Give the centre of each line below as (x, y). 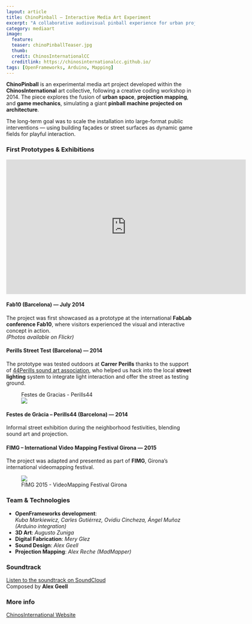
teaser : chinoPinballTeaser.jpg (52, 45)
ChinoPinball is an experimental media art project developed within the (94, 84)
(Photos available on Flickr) (40, 337)
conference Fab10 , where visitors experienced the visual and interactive (95, 324)
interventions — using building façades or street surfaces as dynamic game (100, 128)
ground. (16, 383)
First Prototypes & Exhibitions (50, 150)
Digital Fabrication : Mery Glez (52, 538)
